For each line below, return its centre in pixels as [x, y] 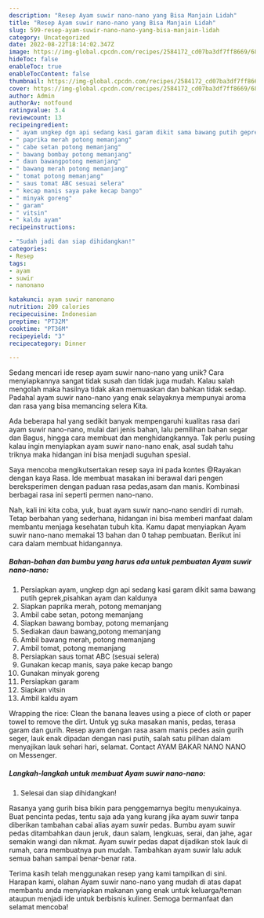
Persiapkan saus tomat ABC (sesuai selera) [90, 656]
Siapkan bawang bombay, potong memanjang [94, 623]
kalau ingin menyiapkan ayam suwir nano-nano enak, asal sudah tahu [121, 446]
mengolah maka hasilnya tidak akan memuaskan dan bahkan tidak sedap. [128, 389]
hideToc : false [34, 60]
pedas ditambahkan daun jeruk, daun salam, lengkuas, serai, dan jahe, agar [131, 833]
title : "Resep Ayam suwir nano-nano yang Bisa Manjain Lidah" [112, 23]
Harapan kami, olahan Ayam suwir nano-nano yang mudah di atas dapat [125, 882]
